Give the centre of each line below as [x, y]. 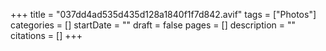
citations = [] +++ [46, 35]
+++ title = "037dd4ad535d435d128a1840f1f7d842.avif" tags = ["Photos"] [163, 14]
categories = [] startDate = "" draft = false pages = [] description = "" [153, 25]
